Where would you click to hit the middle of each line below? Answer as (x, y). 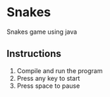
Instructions (34, 54)
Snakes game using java (42, 32)
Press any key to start (48, 78)
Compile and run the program (60, 70)
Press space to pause (48, 86)
